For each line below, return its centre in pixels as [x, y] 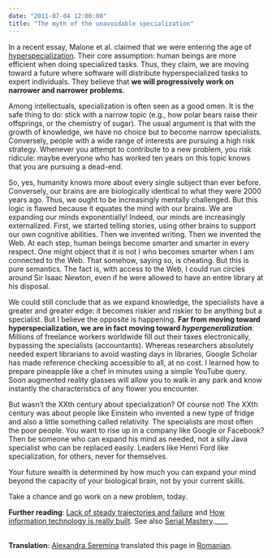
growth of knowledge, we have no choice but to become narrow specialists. [135, 132]
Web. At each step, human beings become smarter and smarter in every [129, 243]
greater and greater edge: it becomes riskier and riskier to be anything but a [135, 310]
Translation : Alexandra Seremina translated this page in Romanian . [121, 545]
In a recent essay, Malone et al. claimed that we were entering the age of [130, 46]
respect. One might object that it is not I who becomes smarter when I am [131, 251]
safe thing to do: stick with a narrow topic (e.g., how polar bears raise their [133, 114]
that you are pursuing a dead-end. [66, 166]
